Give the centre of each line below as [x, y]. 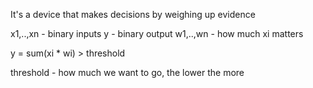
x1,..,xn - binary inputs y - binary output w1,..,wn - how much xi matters [157, 33]
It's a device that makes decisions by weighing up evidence [133, 14]
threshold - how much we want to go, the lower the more [127, 72]
